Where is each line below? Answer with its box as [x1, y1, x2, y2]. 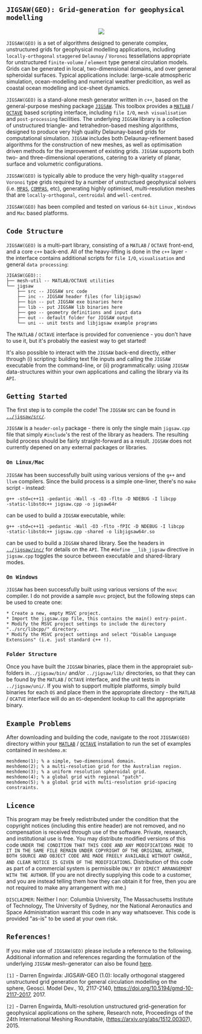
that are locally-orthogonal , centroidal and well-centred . [6, 191, 152, 198]
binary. [6, 701, 24, 709]
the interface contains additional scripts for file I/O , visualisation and [6, 254, 185, 261]
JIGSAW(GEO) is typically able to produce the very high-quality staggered [6, 172, 184, 179]
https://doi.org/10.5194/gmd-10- [113, 984, 194, 992]
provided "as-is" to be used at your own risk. [6, 915, 118, 922]
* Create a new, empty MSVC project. [6, 611, 101, 617]
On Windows [6, 573, 38, 580]
